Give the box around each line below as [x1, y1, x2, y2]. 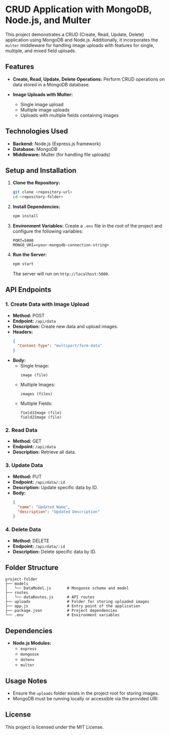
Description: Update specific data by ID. [12, 484, 98, 490]
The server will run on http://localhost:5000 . [12, 270, 110, 277]
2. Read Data [5, 427, 38, 434]
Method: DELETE [12, 538, 50, 544]
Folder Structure [5, 563, 59, 572]
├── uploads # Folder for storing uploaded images [5, 599, 150, 604]
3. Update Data [5, 462, 43, 469]
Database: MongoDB [12, 146, 58, 152]
